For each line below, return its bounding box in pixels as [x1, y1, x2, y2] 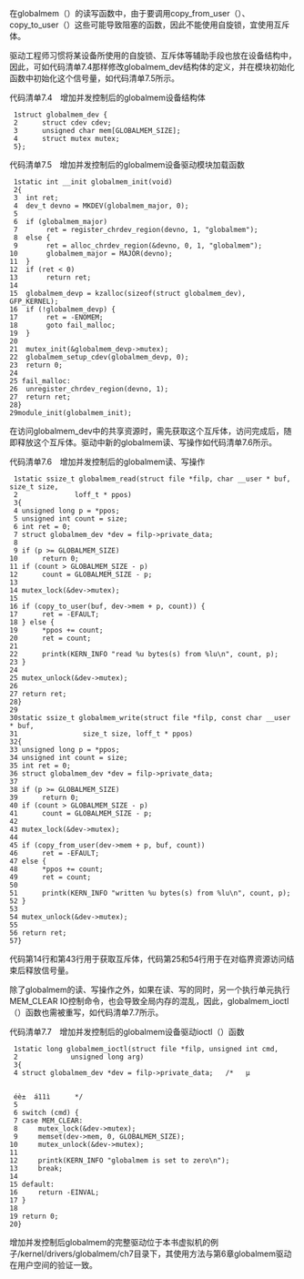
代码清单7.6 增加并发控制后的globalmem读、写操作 [9, 456, 206, 467]
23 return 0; [9, 360, 64, 370]
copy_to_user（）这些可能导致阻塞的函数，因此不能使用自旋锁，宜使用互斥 [9, 19, 290, 30]
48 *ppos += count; [9, 865, 104, 874]
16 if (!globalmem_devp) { [9, 305, 117, 314]
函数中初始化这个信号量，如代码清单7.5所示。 [9, 73, 180, 84]
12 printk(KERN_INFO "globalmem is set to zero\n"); [9, 1156, 230, 1165]
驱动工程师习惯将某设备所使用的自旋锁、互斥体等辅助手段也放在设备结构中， [9, 50, 297, 61]
